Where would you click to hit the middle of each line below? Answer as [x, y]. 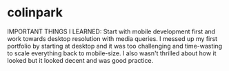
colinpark [35, 13]
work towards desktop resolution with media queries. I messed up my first [112, 38]
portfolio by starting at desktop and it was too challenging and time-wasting [115, 46]
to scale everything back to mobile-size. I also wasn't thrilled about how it [112, 53]
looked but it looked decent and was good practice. [80, 60]
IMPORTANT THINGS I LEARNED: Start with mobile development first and [111, 31]
